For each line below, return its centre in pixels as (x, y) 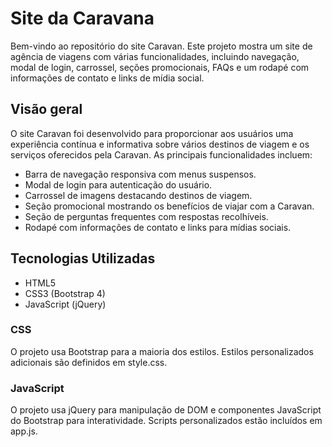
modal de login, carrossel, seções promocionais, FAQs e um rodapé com (160, 67)
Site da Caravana (82, 18)
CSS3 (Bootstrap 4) (65, 293)
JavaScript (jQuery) (65, 304)
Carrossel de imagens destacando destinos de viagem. (138, 195)
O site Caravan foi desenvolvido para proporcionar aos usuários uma (152, 133)
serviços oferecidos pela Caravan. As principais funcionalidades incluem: (161, 154)
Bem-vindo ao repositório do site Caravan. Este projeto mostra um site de (161, 46)
